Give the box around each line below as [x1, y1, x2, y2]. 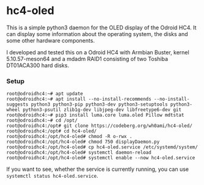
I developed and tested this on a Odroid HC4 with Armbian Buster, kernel [6, 48, 189, 56]
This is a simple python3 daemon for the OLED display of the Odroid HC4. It [6, 24, 197, 31]
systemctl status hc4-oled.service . [6, 172, 99, 180]
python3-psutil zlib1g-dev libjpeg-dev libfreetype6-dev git [22, 107, 182, 113]
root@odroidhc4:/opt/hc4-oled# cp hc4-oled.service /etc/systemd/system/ [6, 144, 199, 150]
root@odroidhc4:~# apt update [6, 91, 84, 97]
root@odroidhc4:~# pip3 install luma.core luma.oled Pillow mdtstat [6, 112, 184, 118]
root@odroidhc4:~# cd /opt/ [6, 117, 78, 124]
